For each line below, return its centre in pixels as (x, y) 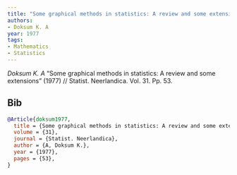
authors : (20, 20)
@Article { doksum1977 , (39, 119)
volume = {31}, (36, 132)
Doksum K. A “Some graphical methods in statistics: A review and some (111, 73)
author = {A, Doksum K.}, (52, 145)
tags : (15, 40)
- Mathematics (28, 47)
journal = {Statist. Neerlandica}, (66, 139)
